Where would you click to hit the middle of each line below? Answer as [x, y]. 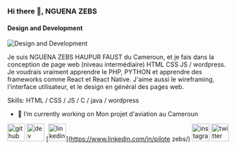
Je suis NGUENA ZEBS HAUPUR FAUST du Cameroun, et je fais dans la [111, 57]
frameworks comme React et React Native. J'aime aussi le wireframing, [111, 79]
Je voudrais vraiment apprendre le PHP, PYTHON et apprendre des [105, 72]
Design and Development [45, 28]
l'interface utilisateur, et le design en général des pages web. [96, 87]
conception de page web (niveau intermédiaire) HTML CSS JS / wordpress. [117, 64]
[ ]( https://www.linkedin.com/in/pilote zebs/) [118, 139]
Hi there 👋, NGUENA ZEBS [52, 11]
